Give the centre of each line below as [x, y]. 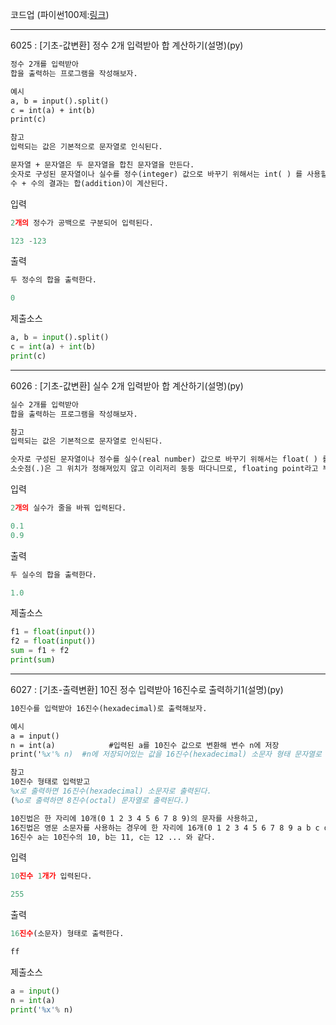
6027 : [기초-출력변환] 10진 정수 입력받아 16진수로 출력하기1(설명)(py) [147, 689]
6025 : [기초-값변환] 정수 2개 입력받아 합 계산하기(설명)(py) [127, 45]
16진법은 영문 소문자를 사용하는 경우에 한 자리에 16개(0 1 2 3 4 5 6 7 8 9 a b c [165, 828]
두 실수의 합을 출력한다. [54, 574]
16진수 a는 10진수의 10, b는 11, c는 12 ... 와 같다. [113, 837]
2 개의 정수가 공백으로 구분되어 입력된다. [82, 223]
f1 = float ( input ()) [53, 632]
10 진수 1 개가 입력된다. [51, 876]
